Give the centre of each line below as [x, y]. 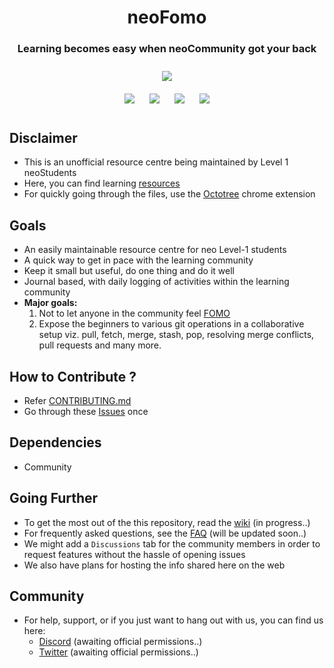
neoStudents [50, 173]
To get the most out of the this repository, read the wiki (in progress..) [167, 522]
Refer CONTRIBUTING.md [77, 400]
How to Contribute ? [73, 376]
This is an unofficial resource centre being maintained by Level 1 [156, 162]
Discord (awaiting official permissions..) [120, 642]
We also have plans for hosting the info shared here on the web [154, 565]
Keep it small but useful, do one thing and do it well [129, 271]
